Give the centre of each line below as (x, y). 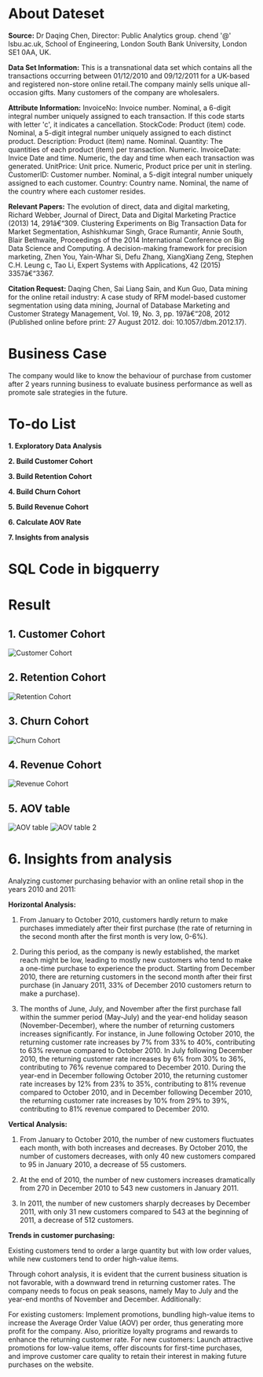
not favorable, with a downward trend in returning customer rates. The (122, 1283)
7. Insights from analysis (49, 537)
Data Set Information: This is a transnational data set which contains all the (130, 67)
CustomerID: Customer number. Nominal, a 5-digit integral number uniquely (131, 175)
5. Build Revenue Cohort (48, 506)
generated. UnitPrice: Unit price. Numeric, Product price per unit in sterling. (130, 166)
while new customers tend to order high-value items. (93, 1259)
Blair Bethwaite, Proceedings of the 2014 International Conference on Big (126, 240)
